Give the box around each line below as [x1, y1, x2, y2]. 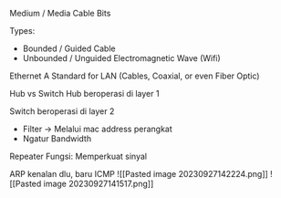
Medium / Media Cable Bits [9, 8, 111, 18]
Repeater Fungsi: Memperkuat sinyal [9, 151, 148, 162]
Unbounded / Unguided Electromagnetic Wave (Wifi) [22, 53, 221, 63]
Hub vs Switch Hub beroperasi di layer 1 [9, 89, 160, 99]
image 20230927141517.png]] [43, 178, 154, 189]
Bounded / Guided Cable [22, 43, 116, 54]
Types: [9, 26, 36, 36]
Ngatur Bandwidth [22, 133, 92, 144]
